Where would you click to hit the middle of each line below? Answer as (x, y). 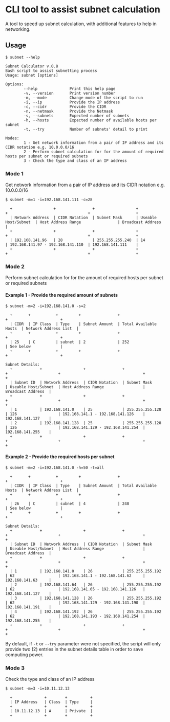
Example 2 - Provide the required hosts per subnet (60, 457)
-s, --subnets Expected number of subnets (77, 116)
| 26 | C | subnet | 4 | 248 (70, 503)
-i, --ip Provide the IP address (72, 102)
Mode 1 (15, 173)
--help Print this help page (70, 88)
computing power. (24, 655)
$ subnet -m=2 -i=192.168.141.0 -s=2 (46, 306)
